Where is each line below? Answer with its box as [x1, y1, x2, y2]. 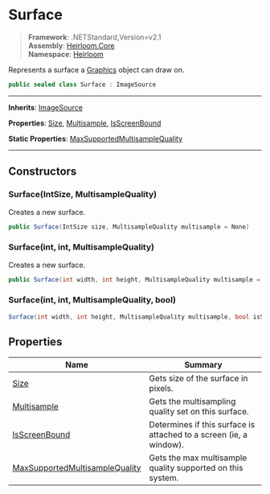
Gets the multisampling [149, 396, 236, 407]
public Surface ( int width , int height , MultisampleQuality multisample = [8, 275, 261, 283]
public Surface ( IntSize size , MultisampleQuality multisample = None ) [8, 223, 250, 231]
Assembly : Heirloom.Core [27, 40, 115, 50]
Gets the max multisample [149, 452, 247, 463]
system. [149, 472, 179, 484]
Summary [184, 359, 223, 370]
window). [149, 438, 185, 450]
